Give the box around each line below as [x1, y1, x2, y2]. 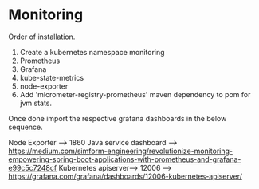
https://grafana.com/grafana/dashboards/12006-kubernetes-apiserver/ [8, 171, 243, 181]
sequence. [8, 122, 44, 132]
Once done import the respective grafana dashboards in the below [8, 113, 227, 123]
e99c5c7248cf [8, 163, 57, 172]
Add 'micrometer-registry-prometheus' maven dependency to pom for [19, 89, 251, 99]
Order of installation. [8, 32, 76, 41]
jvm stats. [19, 98, 53, 108]
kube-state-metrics [19, 73, 84, 82]
